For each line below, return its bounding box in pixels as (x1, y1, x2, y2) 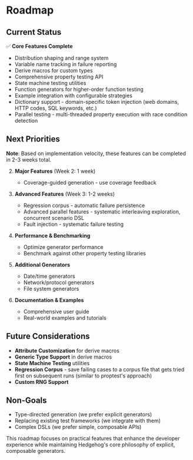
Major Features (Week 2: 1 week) (14, 167, 96, 175)
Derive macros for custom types (14, 67, 93, 74)
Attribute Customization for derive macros (14, 347, 119, 354)
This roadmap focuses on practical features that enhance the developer (6, 435, 181, 442)
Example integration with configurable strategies (14, 92, 132, 99)
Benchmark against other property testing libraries (23, 249, 146, 257)
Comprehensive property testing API (14, 73, 104, 80)
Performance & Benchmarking (14, 232, 91, 239)
